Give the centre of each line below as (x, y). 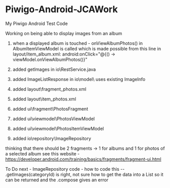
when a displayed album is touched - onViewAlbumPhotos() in (78, 43)
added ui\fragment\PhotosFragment (50, 109)
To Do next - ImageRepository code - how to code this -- (65, 169)
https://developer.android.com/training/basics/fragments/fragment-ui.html (83, 159)
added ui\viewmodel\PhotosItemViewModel (58, 128)
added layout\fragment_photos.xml (49, 89)
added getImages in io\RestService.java (54, 69)
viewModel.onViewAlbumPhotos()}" (50, 59)
